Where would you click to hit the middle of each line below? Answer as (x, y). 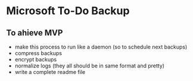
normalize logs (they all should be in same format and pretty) (90, 66)
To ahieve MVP (35, 33)
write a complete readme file (50, 72)
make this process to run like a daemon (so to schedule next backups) (101, 47)
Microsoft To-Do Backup (68, 11)
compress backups (38, 53)
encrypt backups (36, 59)
